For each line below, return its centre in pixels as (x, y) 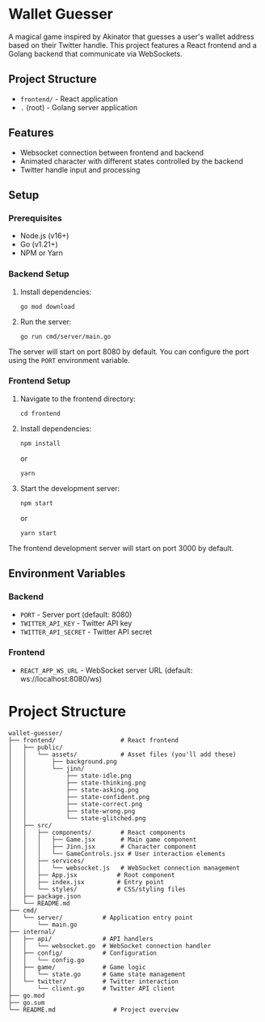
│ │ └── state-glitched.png (78, 818)
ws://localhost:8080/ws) (61, 678)
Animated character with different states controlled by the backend (132, 161)
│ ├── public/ (36, 747)
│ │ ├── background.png (63, 761)
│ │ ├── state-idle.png (70, 776)
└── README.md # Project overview (94, 1010)
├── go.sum (27, 1003)
